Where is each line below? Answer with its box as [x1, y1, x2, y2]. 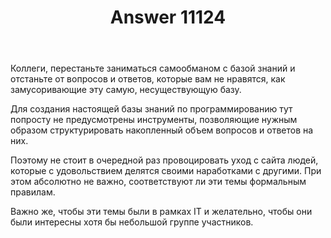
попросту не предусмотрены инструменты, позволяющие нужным [10, 114, 298, 126]
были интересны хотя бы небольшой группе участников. [10, 216, 254, 228]
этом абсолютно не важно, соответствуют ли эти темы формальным [10, 176, 307, 188]
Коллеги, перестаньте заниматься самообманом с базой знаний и [10, 62, 296, 75]
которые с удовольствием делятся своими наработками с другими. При [10, 165, 322, 177]
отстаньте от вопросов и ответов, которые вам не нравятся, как [10, 73, 286, 85]
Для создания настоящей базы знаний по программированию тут [10, 103, 293, 115]
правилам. [10, 186, 56, 198]
